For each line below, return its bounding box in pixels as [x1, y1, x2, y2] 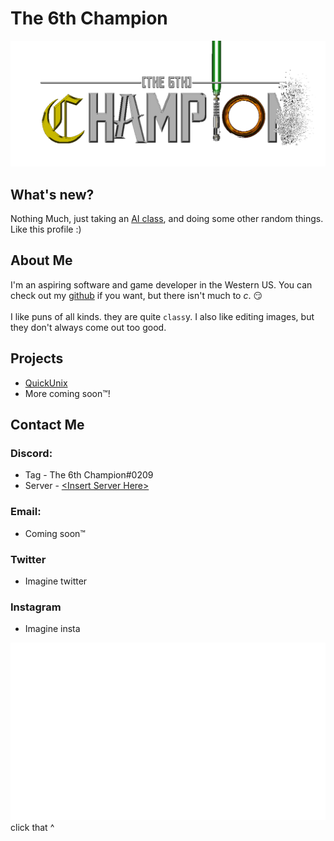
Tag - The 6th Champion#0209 [24, 469, 154, 481]
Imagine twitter [24, 575, 88, 587]
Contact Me [10, 417, 85, 434]
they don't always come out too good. [10, 321, 167, 333]
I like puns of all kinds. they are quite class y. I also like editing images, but [10, 310, 315, 322]
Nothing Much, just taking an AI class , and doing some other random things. [10, 213, 324, 225]
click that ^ [10, 821, 55, 833]
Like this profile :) [10, 223, 82, 236]
